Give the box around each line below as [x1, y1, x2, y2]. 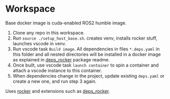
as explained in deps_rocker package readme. [12, 56, 110, 62]
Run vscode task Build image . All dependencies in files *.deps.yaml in [12, 46, 160, 52]
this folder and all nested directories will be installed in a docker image [12, 51, 161, 57]
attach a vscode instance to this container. [12, 67, 102, 74]
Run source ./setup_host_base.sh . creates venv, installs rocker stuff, [12, 35, 157, 41]
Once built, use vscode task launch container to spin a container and [12, 62, 159, 68]
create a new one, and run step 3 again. [12, 78, 97, 84]
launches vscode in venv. [12, 40, 66, 46]
